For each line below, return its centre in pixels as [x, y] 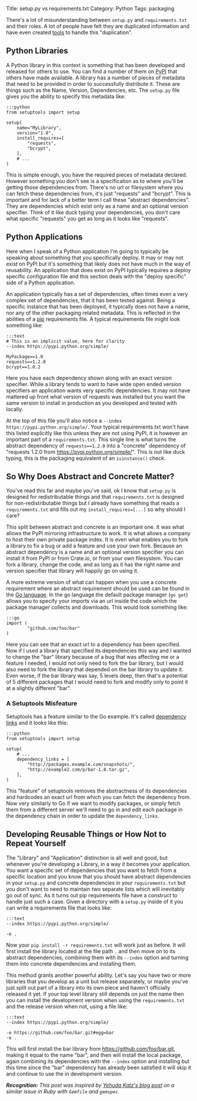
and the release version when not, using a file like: [67, 1006]
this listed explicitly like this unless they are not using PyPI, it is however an [97, 433]
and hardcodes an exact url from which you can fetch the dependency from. [98, 797]
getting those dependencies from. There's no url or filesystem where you [95, 187]
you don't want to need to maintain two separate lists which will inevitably [96, 889]
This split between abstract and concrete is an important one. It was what [95, 527]
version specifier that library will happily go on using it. [72, 571]
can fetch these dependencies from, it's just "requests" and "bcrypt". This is [98, 193]
